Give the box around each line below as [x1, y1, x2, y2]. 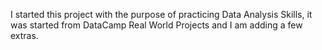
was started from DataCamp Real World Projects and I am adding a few [10, 19, 303, 31]
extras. [10, 30, 39, 41]
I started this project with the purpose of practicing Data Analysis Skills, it [10, 9, 313, 20]
